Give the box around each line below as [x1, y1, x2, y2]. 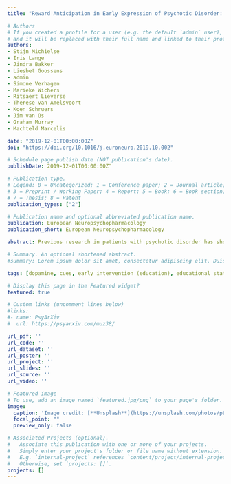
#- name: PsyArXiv [7, 314, 60, 321]
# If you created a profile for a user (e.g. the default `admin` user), [7, 29, 223, 36]
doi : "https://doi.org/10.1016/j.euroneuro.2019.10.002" [7, 144, 174, 151]
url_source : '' [7, 372, 51, 379]
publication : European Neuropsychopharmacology [7, 220, 146, 227]
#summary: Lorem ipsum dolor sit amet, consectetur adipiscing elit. [7, 257, 211, 264]
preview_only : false [13, 422, 72, 430]
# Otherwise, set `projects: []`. [7, 460, 112, 467]
